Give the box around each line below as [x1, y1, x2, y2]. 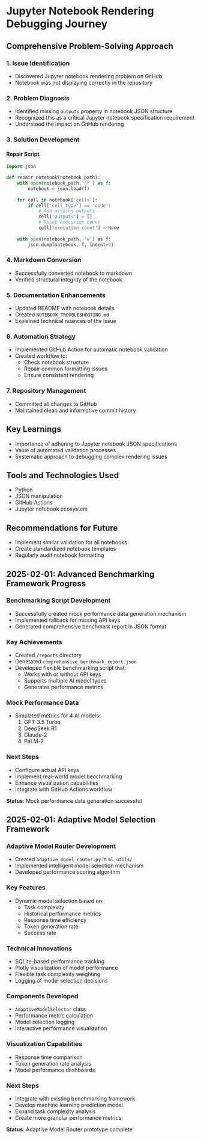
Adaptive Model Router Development [6, 842, 116, 850]
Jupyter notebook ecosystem [14, 505, 88, 512]
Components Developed [6, 992, 79, 1000]
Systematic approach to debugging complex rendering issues [14, 453, 167, 460]
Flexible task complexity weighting [14, 971, 101, 978]
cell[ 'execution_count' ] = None [38, 225, 119, 231]
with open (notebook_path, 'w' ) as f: [17, 236, 112, 242]
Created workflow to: [14, 352, 68, 360]
